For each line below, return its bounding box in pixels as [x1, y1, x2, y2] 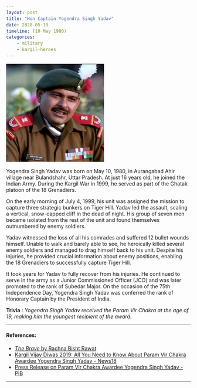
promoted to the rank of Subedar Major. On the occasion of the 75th [6, 282, 171, 290]
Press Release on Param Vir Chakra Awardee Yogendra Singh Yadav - [14, 364, 184, 371]
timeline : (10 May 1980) [6, 28, 67, 34]
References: [6, 332, 37, 339]
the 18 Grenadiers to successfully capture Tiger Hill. [6, 259, 131, 266]
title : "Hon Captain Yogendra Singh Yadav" [6, 15, 114, 22]
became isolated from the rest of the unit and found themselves [6, 216, 160, 223]
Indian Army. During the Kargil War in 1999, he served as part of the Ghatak [6, 180, 188, 187]
